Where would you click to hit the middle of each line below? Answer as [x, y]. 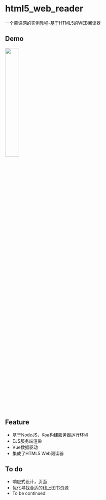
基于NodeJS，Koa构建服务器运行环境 [50, 435]
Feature [17, 422]
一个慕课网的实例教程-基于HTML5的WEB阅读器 [53, 23]
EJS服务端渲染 [27, 441]
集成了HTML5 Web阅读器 [38, 453]
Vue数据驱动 [25, 447]
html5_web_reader [44, 9]
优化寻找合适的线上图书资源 [40, 488]
